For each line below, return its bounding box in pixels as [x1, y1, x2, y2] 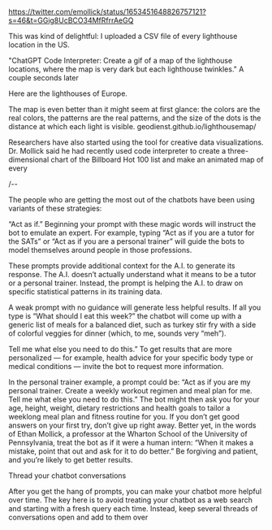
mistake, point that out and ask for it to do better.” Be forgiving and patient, [8, 446, 258, 456]
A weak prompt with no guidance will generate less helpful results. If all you [8, 302, 261, 312]
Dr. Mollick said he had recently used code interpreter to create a [8, 146, 227, 155]
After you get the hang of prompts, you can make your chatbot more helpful [8, 487, 262, 496]
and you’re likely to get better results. [8, 455, 133, 464]
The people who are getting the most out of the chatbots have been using [8, 195, 256, 204]
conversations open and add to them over [8, 512, 149, 522]
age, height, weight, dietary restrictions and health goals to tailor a [8, 403, 231, 413]
